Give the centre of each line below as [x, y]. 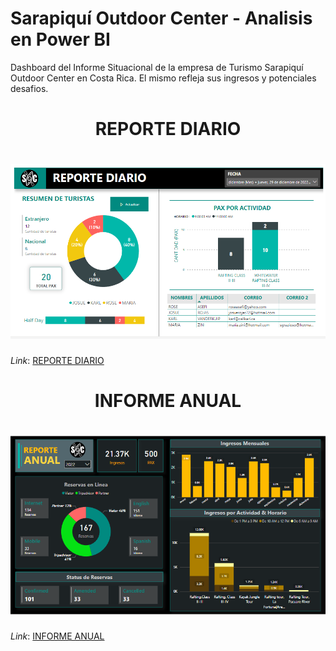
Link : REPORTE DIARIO [57, 360]
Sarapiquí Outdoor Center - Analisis [161, 18]
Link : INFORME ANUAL [57, 636]
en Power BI [60, 39]
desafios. [29, 88]
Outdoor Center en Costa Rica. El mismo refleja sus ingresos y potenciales [163, 78]
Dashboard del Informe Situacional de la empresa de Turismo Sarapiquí [157, 67]
